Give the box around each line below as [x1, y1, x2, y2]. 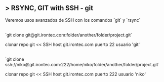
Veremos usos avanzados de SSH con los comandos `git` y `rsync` [5, 17, 141, 23]
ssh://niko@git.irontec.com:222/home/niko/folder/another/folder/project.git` [5, 61, 160, 67]
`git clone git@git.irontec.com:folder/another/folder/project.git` [5, 32, 132, 38]
